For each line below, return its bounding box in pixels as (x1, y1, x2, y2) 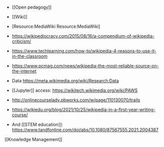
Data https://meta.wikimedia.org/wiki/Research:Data (11, 78, 119, 83)
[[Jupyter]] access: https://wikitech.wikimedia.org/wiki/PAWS (11, 87, 138, 93)
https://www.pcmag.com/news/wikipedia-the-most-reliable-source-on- (11, 63, 160, 69)
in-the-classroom (11, 53, 48, 59)
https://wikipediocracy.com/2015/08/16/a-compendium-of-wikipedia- (11, 33, 155, 39)
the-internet (11, 68, 37, 74)
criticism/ (11, 38, 31, 44)
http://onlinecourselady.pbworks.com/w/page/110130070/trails (11, 97, 140, 103)
